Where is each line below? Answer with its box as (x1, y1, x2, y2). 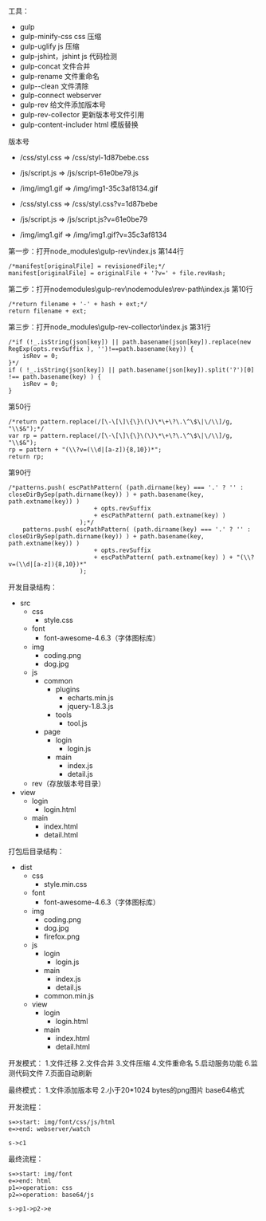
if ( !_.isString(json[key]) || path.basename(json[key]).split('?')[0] (8, 366, 255, 374)
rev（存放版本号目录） (31, 779, 106, 788)
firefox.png (43, 932, 80, 941)
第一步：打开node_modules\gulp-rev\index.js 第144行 (8, 246, 185, 256)
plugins (55, 684, 80, 694)
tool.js (67, 719, 88, 727)
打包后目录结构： (8, 847, 65, 856)
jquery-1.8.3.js (67, 702, 114, 711)
